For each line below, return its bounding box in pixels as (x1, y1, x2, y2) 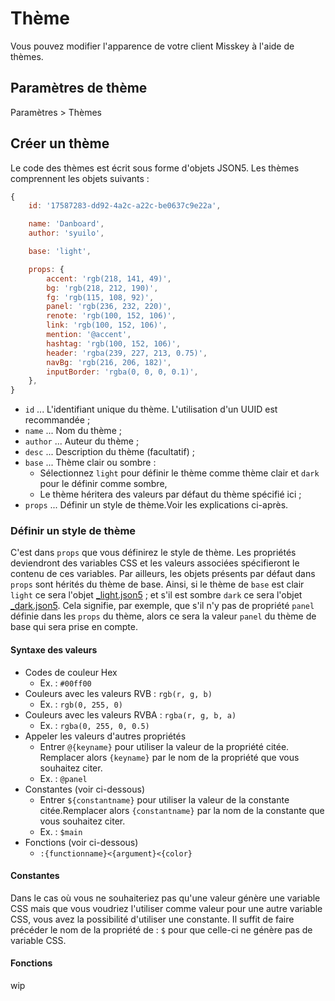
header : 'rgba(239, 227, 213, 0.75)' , (46, 348, 208, 358)
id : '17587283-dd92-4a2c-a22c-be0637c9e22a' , (28, 201, 222, 211)
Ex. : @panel (39, 772, 88, 784)
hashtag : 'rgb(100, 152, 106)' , (46, 338, 182, 349)
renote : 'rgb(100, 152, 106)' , (46, 311, 177, 321)
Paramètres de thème (10, 80, 148, 97)
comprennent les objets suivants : (10, 172, 150, 184)
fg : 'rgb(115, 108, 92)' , (46, 292, 155, 302)
